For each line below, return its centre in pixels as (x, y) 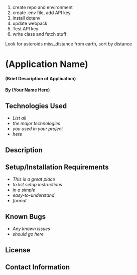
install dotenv (26, 18)
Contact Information (38, 267)
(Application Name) (47, 64)
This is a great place (34, 179)
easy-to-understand (33, 195)
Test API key (25, 29)
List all (19, 118)
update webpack (30, 23)
